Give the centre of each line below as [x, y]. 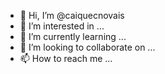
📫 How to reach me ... [66, 58]
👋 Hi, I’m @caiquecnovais [72, 15]
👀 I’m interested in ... [62, 26]
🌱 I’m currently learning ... [73, 36]
